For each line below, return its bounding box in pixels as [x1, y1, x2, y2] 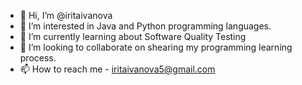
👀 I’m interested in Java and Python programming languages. [19, 20, 272, 32]
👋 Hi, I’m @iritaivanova [19, 10, 113, 21]
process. [19, 52, 57, 64]
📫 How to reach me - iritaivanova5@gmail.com [19, 63, 216, 75]
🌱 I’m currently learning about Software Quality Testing [19, 31, 247, 42]
